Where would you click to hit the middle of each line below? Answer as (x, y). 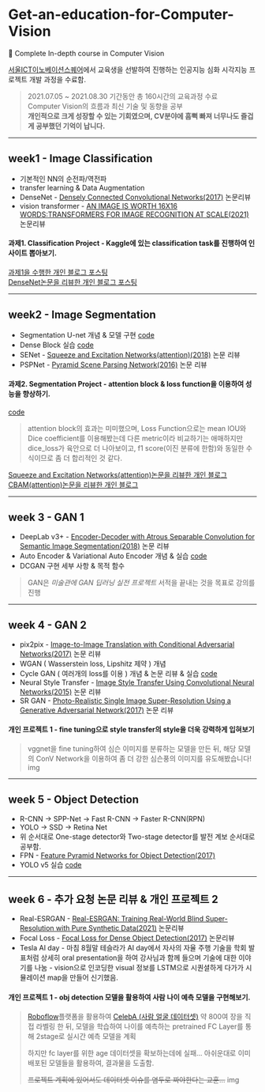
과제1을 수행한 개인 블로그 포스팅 (58, 272)
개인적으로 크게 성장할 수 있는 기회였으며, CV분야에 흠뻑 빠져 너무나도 (133, 115)
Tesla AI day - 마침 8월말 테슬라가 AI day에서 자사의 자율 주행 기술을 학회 (133, 948)
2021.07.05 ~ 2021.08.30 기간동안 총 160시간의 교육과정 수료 (123, 96)
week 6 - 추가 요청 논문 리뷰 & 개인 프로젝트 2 (113, 899)
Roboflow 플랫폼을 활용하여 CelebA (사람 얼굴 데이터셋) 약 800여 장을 (135, 1016)
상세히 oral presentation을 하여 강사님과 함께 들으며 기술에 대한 (139, 958)
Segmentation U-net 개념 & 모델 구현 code (87, 334)
